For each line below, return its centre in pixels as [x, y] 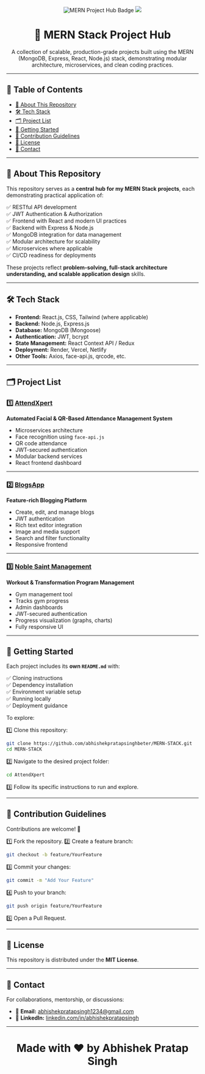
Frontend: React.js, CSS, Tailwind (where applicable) [81, 317]
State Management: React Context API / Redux [75, 343]
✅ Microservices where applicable [49, 248]
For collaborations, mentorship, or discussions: [65, 999]
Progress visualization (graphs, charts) [64, 620]
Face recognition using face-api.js [60, 437]
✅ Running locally [29, 699]
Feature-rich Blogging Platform [47, 500]
